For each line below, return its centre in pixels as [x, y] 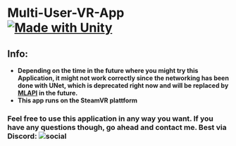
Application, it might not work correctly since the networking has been [123, 78]
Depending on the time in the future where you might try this [108, 71]
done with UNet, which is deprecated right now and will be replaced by [123, 85]
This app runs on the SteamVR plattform [77, 100]
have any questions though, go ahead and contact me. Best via [117, 127]
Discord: [22, 136]
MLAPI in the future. [48, 93]
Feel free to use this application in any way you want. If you [110, 119]
